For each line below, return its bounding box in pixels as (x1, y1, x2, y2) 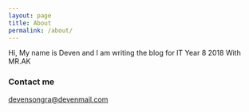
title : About (8, 19, 52, 27)
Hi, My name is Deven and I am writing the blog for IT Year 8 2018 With (8, 48, 241, 58)
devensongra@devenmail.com (8, 95, 109, 104)
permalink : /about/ (8, 26, 73, 34)
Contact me (8, 76, 55, 87)
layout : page (8, 11, 52, 20)
